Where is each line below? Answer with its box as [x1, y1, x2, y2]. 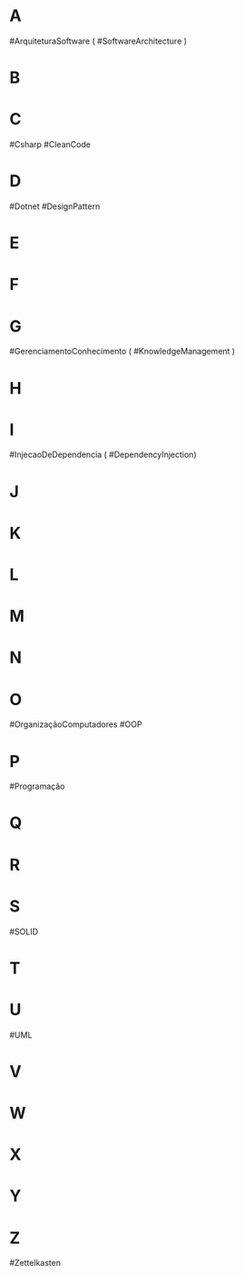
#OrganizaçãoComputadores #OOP [9, 719, 142, 730]
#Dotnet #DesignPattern [9, 201, 101, 212]
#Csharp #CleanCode [9, 139, 91, 150]
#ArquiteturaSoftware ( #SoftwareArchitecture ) [9, 35, 188, 46]
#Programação [9, 781, 65, 792]
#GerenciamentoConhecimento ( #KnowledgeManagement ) [9, 346, 236, 357]
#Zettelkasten [9, 1258, 62, 1269]
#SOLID [9, 926, 39, 937]
